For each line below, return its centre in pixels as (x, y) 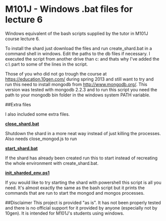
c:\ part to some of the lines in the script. (47, 64)
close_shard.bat (22, 124)
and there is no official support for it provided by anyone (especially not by (81, 208)
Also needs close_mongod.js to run (41, 139)
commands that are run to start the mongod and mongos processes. (75, 193)
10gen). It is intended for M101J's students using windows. (65, 213)
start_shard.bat (22, 148)
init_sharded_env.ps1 (28, 173)
